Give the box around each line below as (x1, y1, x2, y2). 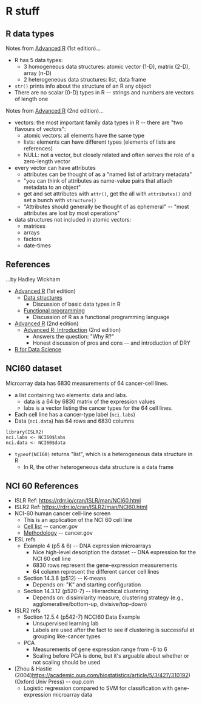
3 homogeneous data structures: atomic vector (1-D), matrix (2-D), (23, 63, 190, 70)
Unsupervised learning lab (32, 620, 99, 627)
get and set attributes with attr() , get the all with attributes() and (23, 190, 192, 197)
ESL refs (14, 536, 36, 543)
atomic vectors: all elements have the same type (23, 132, 145, 139)
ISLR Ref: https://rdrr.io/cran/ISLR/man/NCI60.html (14, 497, 141, 504)
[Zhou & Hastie (14, 665, 52, 672)
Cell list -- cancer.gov (23, 523, 78, 530)
